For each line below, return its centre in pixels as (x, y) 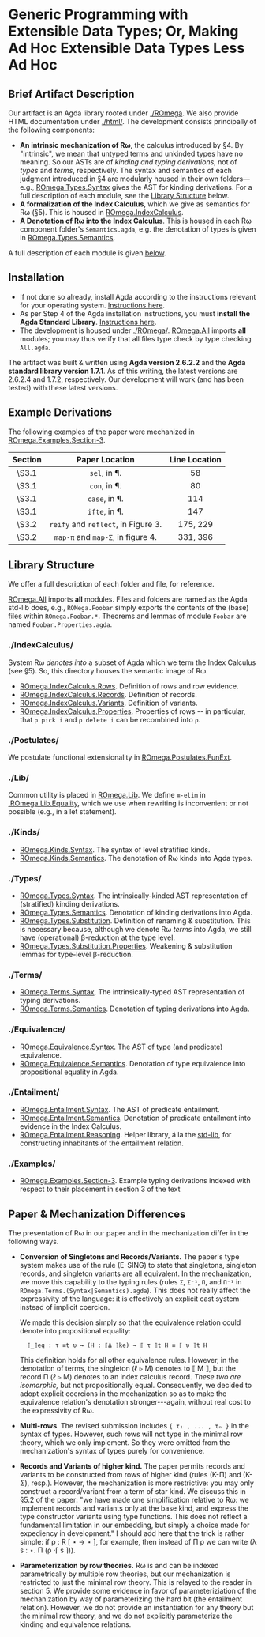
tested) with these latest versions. (63, 387)
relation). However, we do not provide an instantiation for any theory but (136, 1607)
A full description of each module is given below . (88, 253)
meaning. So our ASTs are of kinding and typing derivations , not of (128, 162)
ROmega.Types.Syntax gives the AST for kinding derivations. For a (144, 187)
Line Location (196, 459)
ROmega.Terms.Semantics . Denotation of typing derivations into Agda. (134, 1009)
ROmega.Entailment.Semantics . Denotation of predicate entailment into (135, 1118)
